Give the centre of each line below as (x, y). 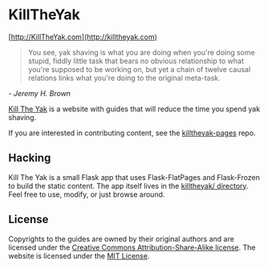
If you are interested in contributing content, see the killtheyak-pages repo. (132, 133)
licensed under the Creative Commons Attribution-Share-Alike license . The (132, 247)
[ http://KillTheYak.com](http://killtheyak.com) (83, 37)
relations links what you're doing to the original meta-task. (124, 78)
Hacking (30, 158)
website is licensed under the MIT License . (79, 256)
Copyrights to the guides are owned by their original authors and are (121, 238)
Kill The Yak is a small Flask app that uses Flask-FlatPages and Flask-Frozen (134, 177)
